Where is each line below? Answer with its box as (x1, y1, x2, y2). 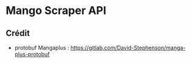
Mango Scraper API (6, 4, 106, 18)
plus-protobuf (14, 51, 50, 58)
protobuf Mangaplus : (14, 44, 70, 51)
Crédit (6, 28, 30, 38)
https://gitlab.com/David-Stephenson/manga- (70, 44, 186, 51)
